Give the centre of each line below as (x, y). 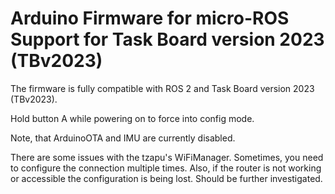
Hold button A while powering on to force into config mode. (132, 118)
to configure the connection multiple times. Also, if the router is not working (166, 168)
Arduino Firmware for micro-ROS (150, 18)
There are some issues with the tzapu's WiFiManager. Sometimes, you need (167, 157)
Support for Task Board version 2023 (167, 39)
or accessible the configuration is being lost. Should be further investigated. (166, 178)
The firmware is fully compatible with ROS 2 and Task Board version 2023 (162, 88)
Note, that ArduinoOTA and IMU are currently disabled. (123, 138)
